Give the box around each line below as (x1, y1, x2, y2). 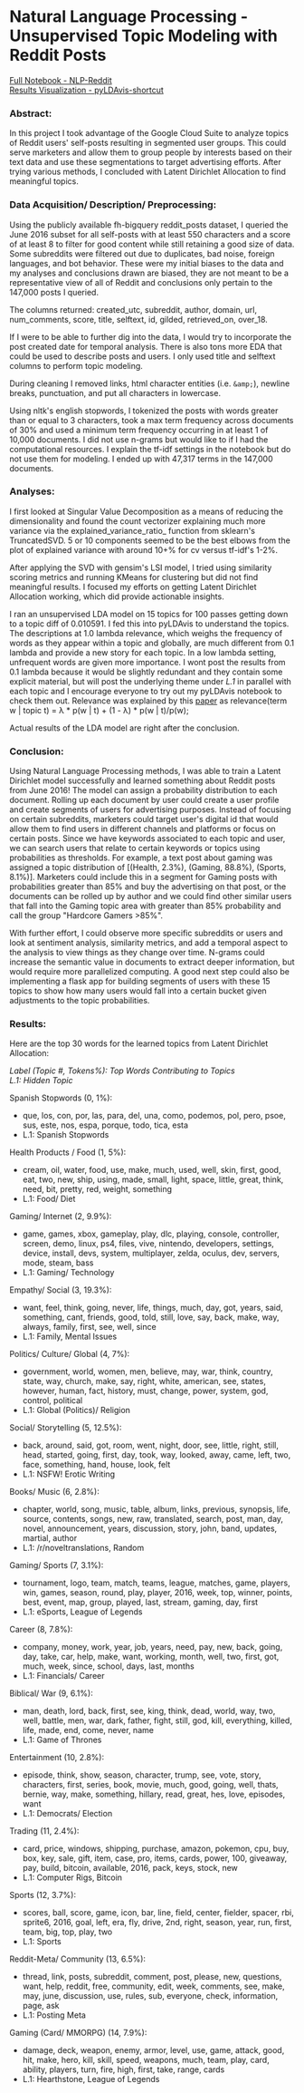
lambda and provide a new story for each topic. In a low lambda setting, (9, 646, 277, 658)
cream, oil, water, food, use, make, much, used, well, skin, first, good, (22, 1165, 281, 1176)
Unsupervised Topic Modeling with (9, 25, 278, 46)
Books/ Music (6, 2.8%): (9, 1487, 100, 1497)
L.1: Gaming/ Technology (22, 1267, 115, 1278)
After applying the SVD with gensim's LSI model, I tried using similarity (9, 562, 272, 573)
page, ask (22, 2001, 61, 2011)
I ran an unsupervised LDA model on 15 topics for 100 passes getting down (9, 608, 289, 619)
